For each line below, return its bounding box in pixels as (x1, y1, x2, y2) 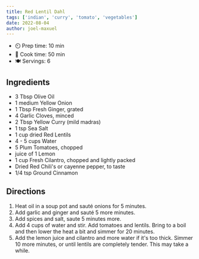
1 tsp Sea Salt (14, 125, 48, 132)
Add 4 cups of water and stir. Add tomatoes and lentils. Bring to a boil (14, 221, 186, 228)
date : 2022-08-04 (6, 20, 50, 26)
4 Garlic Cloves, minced (14, 112, 74, 120)
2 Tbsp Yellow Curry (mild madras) (14, 118, 101, 126)
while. (14, 246, 30, 254)
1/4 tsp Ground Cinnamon (14, 169, 78, 176)
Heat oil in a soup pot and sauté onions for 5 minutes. (14, 202, 147, 209)
